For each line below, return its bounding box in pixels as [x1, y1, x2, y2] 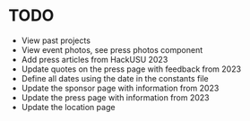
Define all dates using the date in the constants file [21, 73, 210, 83]
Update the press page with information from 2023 [21, 91, 210, 103]
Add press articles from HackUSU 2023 [21, 54, 168, 65]
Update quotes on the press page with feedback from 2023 [21, 64, 242, 74]
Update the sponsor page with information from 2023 [21, 82, 220, 93]
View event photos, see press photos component [21, 44, 203, 55]
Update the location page [21, 101, 116, 112]
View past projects [21, 35, 91, 46]
